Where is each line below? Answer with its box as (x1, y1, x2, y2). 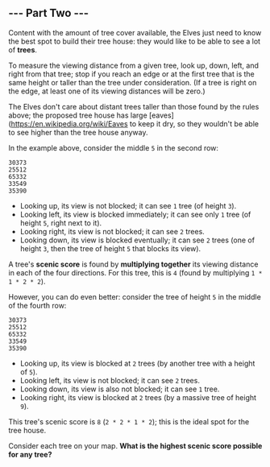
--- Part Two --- (8, 6, 89, 20)
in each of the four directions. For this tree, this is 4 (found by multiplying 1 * (8, 267, 263, 277)
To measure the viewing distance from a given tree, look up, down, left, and (8, 60, 260, 70)
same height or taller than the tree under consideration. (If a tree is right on (8, 77, 257, 87)
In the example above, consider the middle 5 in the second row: (8, 143, 219, 152)
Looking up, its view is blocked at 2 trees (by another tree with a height (19, 358, 255, 368)
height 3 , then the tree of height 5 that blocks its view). (19, 243, 201, 253)
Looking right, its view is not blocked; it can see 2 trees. (19, 226, 206, 236)
